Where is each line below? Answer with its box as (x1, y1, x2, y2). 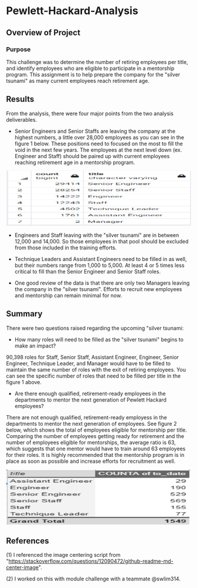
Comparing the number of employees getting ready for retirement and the (6, 432, 185, 439)
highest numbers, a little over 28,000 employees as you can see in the (14, 133, 185, 141)
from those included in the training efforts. (14, 244, 117, 251)
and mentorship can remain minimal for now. (14, 292, 122, 299)
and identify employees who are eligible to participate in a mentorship (6, 65, 175, 72)
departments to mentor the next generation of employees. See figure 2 (6, 420, 177, 427)
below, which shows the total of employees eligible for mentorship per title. (6, 426, 188, 433)
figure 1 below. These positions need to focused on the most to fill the (14, 140, 183, 147)
